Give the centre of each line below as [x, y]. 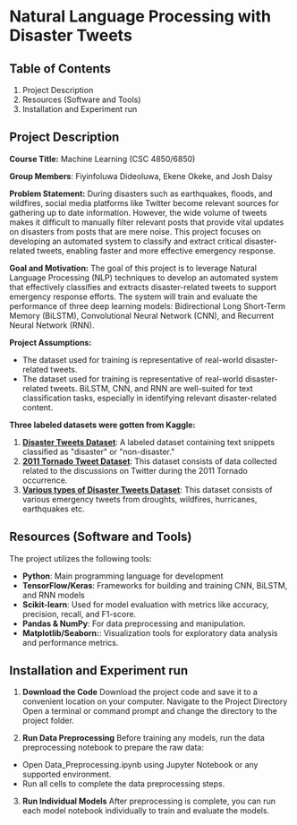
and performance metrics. [70, 642]
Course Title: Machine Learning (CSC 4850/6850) [102, 159]
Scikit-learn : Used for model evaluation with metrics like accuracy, [145, 604]
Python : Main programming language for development [123, 576]
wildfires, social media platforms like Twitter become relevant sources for [144, 202]
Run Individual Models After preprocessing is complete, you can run [148, 801]
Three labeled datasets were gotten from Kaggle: [102, 425]
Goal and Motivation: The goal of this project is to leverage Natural [133, 268]
